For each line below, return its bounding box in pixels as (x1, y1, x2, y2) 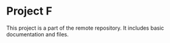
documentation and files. (6, 30, 69, 38)
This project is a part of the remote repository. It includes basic (6, 24, 165, 31)
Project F (6, 4, 53, 18)
